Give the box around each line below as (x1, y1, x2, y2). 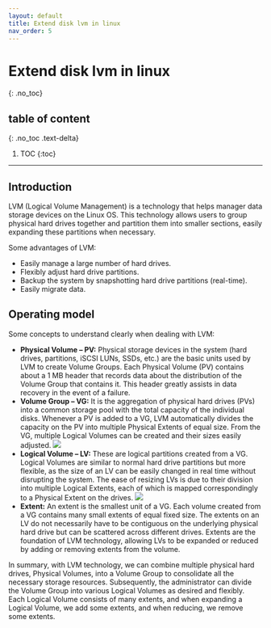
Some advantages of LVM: (8, 242, 97, 252)
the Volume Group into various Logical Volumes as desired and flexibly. (8, 585, 245, 595)
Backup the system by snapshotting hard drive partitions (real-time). (19, 276, 248, 285)
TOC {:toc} (19, 149, 56, 158)
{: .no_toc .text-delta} (8, 133, 79, 143)
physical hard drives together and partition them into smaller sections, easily (8, 218, 262, 228)
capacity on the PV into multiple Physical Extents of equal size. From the (19, 422, 261, 432)
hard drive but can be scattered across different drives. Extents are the (19, 527, 256, 537)
